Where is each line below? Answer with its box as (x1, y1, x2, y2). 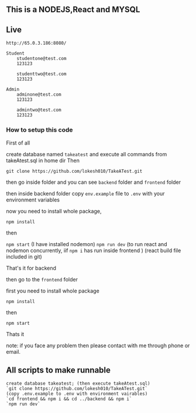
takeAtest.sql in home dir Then (6, 157, 80, 164)
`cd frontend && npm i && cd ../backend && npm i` (6, 396, 132, 402)
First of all (6, 139, 30, 146)
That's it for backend (6, 264, 57, 271)
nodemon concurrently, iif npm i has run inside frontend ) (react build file (6, 247, 181, 254)
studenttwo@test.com (16, 71, 67, 77)
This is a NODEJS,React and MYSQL (6, 5, 140, 15)
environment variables (6, 196, 60, 203)
